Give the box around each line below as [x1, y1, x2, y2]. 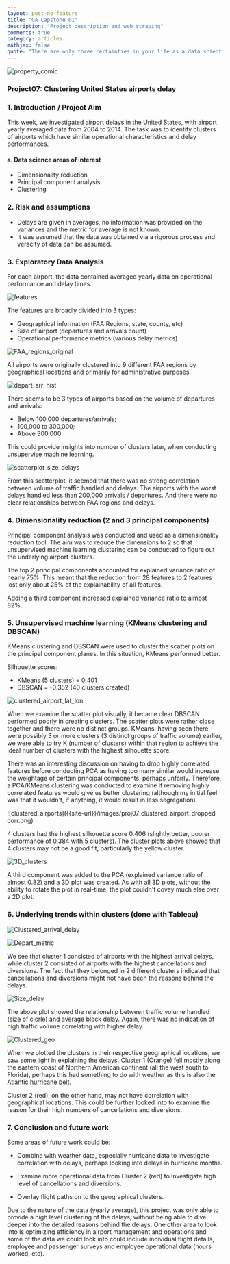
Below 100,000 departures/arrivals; [16, 415, 117, 423]
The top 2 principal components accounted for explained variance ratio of [7, 566, 216, 574]
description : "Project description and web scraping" [7, 23, 164, 29]
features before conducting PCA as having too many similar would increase [7, 767, 220, 775]
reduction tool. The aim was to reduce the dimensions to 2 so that [7, 538, 193, 546]
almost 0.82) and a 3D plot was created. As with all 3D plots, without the [7, 878, 211, 887]
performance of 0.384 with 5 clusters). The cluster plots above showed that [7, 837, 221, 846]
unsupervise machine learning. [7, 450, 94, 458]
